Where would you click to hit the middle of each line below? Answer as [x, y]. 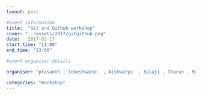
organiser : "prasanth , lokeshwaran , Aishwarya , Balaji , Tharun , [98, 72]
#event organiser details [38, 61]
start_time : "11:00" [32, 45]
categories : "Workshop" [36, 82]
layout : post [23, 12]
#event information [31, 22]
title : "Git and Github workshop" [51, 28]
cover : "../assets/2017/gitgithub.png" [56, 33]
